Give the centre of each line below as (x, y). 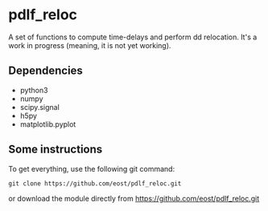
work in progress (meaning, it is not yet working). (90, 45)
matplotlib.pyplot (48, 124)
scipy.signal (40, 107)
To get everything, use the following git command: (92, 168)
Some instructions (56, 150)
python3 (34, 90)
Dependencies (45, 71)
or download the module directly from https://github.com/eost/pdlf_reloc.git (134, 198)
